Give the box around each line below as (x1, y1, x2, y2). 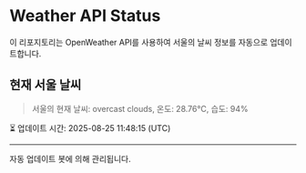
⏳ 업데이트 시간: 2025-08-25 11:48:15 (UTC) (9, 122, 171, 133)
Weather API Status (9, 5, 161, 26)
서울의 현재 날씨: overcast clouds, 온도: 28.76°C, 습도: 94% (31, 103, 249, 114)
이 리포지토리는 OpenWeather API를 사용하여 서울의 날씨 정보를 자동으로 (9, 36, 269, 47)
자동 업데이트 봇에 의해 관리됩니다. (9, 153, 131, 164)
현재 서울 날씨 (9, 77, 82, 93)
